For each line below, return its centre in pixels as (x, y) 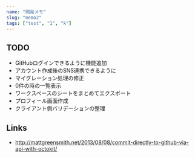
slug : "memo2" (24, 18)
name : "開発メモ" (26, 12)
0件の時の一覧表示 (38, 86)
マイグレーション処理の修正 (50, 78)
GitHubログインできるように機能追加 (61, 63)
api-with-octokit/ (36, 149)
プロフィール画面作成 (41, 101)
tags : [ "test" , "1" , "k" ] (39, 23)
